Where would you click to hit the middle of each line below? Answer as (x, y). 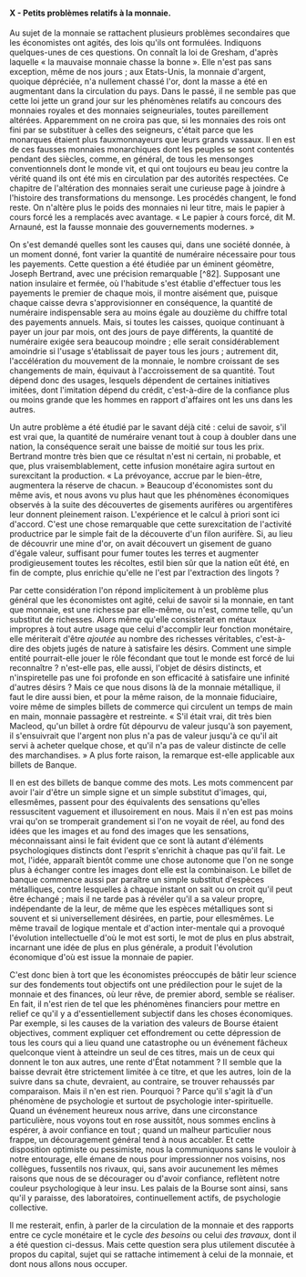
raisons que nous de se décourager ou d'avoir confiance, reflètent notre (145, 1178)
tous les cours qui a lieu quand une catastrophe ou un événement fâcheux (149, 1043)
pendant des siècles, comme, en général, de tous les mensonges (132, 159)
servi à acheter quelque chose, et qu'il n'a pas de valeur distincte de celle (148, 746)
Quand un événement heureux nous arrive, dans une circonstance (133, 1111)
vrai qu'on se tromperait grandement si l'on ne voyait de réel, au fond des (147, 822)
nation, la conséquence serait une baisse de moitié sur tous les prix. (137, 446)
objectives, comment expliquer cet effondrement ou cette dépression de (145, 1033)
